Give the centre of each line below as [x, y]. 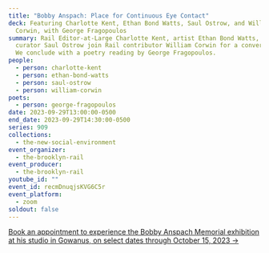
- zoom [26, 202]
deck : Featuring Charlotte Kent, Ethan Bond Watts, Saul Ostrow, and [127, 23]
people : [21, 61]
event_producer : [35, 165]
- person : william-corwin [59, 90]
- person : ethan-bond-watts [62, 75]
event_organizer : [37, 150]
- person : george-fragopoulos [66, 105]
